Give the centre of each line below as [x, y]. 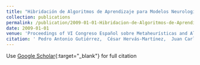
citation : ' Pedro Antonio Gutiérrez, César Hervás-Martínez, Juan [94, 39]
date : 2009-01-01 [28, 28]
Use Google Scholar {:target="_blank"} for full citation [71, 56]
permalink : [20, 22]
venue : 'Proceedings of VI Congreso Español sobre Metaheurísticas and [97, 34]
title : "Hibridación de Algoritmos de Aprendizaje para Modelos [87, 12]
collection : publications [38, 17]
